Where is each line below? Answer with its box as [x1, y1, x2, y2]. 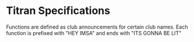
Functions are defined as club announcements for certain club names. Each [6, 23, 188, 30]
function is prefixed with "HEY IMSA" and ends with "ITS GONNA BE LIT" [6, 29, 182, 36]
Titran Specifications [6, 4, 110, 17]
